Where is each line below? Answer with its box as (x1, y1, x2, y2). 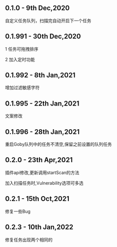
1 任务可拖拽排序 (5, 46, 38, 52)
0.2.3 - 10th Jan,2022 (5, 223, 74, 231)
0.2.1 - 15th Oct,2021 (5, 195, 70, 203)
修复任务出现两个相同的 (5, 237, 53, 243)
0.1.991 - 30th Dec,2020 (5, 32, 81, 41)
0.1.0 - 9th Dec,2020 (5, 4, 70, 12)
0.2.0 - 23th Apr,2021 (5, 156, 73, 164)
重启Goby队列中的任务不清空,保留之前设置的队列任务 (5, 141, 112, 147)
